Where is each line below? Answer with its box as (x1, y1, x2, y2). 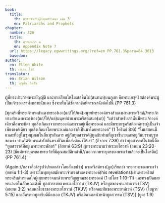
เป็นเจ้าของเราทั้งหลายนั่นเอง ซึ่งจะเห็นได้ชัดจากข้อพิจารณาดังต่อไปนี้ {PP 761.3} (5, 100, 136, 106)
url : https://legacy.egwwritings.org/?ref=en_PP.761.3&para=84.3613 (9, 48, 154, 53)
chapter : (5, 26, 23, 31)
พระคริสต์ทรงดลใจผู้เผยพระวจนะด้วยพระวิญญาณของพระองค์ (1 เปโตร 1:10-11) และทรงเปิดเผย (5, 175, 160, 181)
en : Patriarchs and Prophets (14, 21, 74, 26)
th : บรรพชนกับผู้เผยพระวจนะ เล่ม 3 (14, 16, 70, 21)
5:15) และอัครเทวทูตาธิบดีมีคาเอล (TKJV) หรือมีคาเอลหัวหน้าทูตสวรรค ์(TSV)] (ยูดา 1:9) (5, 191, 154, 198)
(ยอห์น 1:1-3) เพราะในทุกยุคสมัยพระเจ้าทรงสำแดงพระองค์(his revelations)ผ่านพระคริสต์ (5, 169, 155, 175)
